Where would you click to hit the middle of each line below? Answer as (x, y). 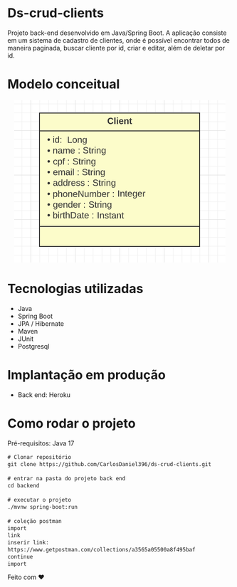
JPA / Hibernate (41, 323)
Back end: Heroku (44, 395)
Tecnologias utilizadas (75, 289)
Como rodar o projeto (72, 423)
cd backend (23, 485)
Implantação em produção (86, 375)
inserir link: (28, 542)
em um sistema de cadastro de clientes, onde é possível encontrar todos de (118, 40)
